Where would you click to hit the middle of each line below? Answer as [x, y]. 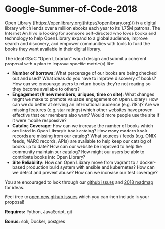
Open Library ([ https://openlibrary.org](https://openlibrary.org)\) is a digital [81, 23]
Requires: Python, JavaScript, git [39, 212]
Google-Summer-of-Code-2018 [71, 9]
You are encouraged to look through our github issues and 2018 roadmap [79, 182]
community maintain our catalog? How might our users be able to [78, 152]
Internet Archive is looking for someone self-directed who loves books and [81, 33]
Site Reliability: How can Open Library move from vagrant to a [75, 162]
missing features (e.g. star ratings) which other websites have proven [82, 110]
